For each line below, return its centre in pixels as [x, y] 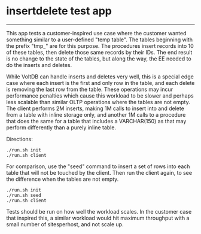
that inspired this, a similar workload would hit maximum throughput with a [98, 218]
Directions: [19, 139]
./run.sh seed [24, 195]
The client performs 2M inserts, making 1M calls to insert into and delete [95, 108]
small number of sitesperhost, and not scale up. [65, 224]
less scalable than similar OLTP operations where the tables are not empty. [98, 102]
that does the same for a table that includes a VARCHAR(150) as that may [96, 121]
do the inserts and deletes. [39, 65]
